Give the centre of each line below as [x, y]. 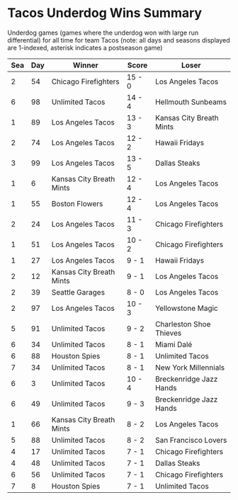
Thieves [168, 333]
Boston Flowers [77, 203]
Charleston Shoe [183, 324]
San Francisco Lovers [191, 440]
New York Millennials [190, 368]
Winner [86, 65]
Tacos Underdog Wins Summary [105, 13]
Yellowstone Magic [186, 308]
